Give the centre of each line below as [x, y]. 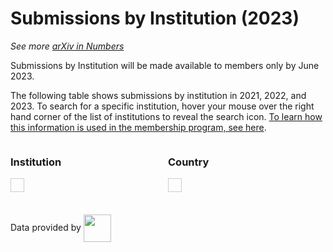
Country [189, 162]
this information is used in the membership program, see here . [138, 127]
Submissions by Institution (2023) [155, 18]
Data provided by [46, 228]
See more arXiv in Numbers [67, 46]
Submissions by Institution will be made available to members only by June [165, 65]
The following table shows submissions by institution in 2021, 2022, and [158, 95]
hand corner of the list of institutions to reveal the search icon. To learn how [166, 116]
